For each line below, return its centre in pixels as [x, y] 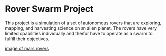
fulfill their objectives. [27, 39]
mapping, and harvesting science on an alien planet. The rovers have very [81, 28]
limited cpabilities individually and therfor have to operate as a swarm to [79, 33]
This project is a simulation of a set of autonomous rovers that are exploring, [83, 23]
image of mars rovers [27, 48]
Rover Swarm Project [49, 9]
